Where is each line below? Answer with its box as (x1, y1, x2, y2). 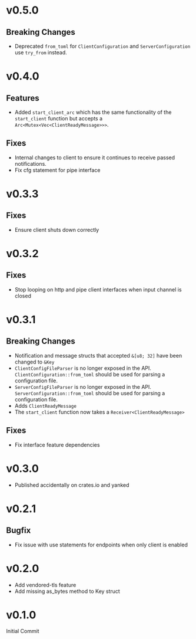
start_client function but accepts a (14, 115, 103, 122)
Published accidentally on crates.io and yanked (14, 481, 129, 489)
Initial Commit (6, 628, 39, 635)
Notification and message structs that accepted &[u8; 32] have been (14, 352, 182, 359)
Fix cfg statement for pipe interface (14, 166, 101, 173)
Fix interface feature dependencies (14, 441, 100, 448)
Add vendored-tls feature (14, 581, 77, 588)
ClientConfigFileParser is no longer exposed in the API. (14, 364, 152, 372)
